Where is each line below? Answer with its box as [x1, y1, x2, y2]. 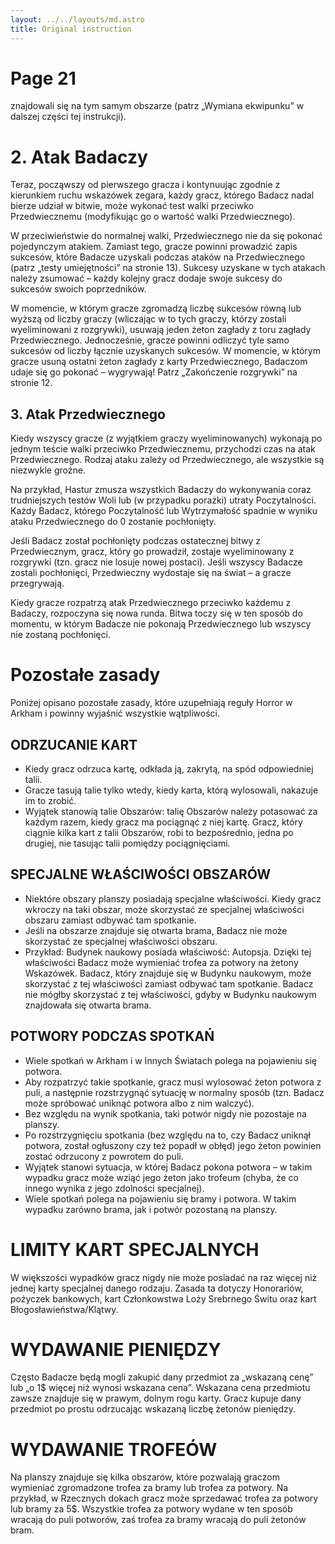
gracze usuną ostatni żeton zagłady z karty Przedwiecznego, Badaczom [10, 356, 308, 368]
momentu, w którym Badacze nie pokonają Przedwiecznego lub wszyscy [10, 618, 312, 630]
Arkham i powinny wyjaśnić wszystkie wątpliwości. [10, 707, 221, 720]
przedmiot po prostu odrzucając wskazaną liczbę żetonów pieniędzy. [10, 1403, 297, 1415]
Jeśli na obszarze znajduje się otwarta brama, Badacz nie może [24, 924, 288, 936]
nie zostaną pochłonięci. [10, 629, 111, 641]
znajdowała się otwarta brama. [24, 999, 152, 1011]
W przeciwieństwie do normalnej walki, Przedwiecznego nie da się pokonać [10, 230, 323, 242]
